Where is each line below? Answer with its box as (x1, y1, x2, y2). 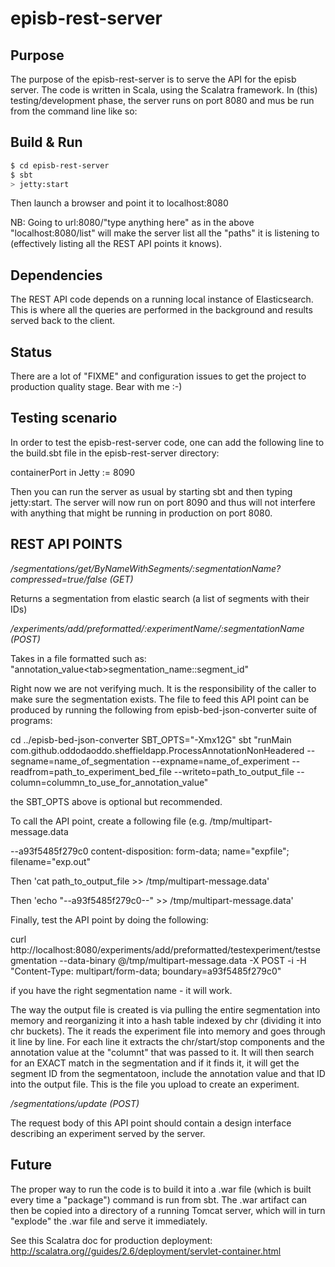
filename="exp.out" (10, 855, 92, 867)
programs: (10, 714, 53, 726)
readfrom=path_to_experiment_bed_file (10, 765, 172, 777)
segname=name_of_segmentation (10, 755, 150, 767)
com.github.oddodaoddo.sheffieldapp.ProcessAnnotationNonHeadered (10, 744, 305, 756)
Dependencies (10, 267, 103, 284)
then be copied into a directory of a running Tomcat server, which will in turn (10, 1204, 326, 1216)
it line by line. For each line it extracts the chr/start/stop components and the (10, 1035, 325, 1047)
